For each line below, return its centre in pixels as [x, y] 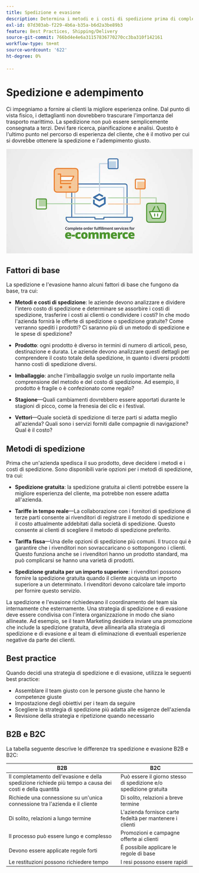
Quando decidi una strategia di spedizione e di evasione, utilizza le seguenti [99, 673]
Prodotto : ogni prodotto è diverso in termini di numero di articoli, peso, [101, 345]
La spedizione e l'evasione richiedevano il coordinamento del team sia [92, 602]
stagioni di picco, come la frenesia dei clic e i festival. [80, 406]
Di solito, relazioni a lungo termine [50, 818]
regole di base [138, 853]
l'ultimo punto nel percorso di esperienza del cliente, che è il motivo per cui [98, 134]
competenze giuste [38, 697]
